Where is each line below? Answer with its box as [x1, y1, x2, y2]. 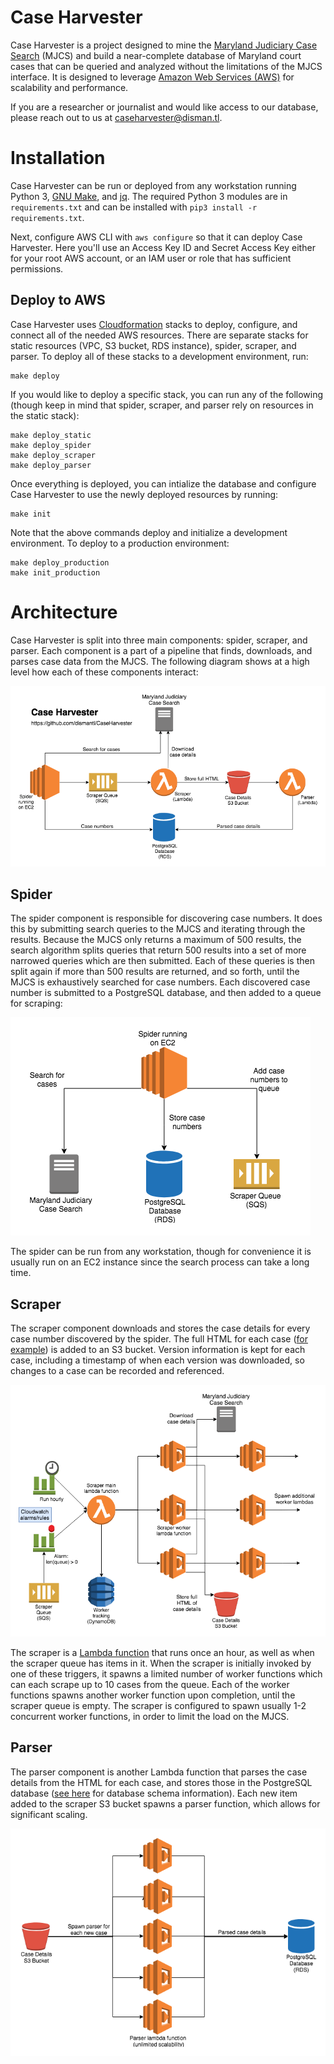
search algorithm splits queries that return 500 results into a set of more [10, 944, 307, 956]
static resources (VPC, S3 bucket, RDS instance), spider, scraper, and [10, 339, 297, 351]
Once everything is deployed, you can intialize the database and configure [10, 477, 317, 490]
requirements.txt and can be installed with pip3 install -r [10, 201, 258, 213]
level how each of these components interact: [10, 666, 199, 678]
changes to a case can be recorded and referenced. [10, 1365, 225, 1377]
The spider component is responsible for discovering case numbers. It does [10, 912, 323, 925]
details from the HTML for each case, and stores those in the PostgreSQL [10, 1776, 313, 1788]
